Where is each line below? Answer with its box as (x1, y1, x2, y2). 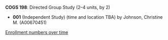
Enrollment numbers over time (5, 29, 69, 35)
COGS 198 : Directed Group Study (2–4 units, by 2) (5, 5, 111, 10)
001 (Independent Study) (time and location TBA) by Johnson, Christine (12, 14, 163, 20)
